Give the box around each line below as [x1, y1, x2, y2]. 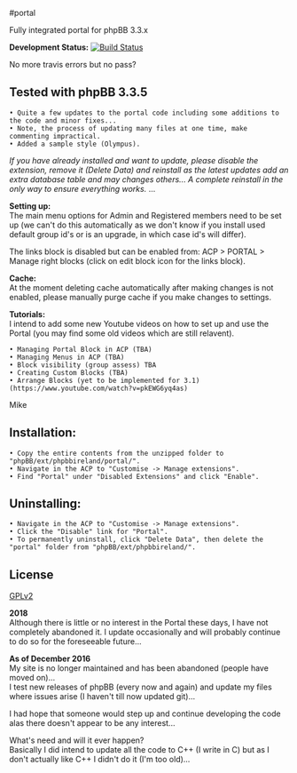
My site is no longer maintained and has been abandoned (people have [9, 663, 269, 673]
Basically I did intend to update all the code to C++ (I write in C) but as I [9, 745, 270, 755]
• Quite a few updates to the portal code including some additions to [9, 108, 279, 117]
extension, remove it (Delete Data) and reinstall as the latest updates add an [9, 164, 289, 175]
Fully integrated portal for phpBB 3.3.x [9, 25, 149, 35]
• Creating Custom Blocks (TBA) [9, 368, 129, 377]
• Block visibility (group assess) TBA [9, 360, 157, 370]
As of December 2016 [9, 653, 91, 665]
